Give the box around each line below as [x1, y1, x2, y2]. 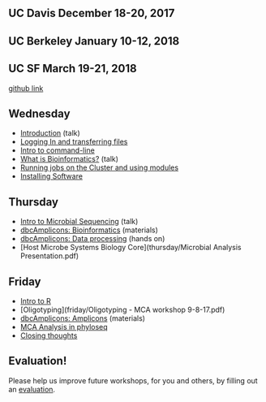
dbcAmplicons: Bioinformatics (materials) [19, 225, 158, 235]
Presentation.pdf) [19, 251, 79, 261]
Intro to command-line [19, 145, 95, 155]
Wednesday [8, 106, 71, 120]
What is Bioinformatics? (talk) [19, 154, 119, 164]
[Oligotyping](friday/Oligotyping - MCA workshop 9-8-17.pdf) [19, 305, 225, 315]
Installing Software [19, 171, 84, 181]
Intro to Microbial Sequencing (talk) [19, 217, 139, 227]
